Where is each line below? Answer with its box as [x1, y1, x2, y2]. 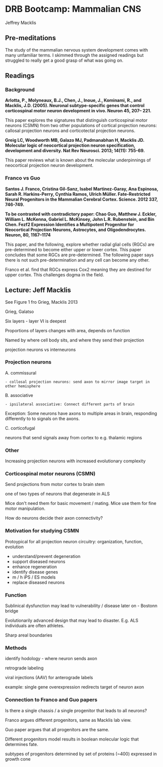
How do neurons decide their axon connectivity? [5, 515, 103, 521]
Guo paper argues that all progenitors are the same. [5, 726, 110, 732]
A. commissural [5, 370, 37, 376]
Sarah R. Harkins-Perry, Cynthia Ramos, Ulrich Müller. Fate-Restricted [5, 191, 151, 197]
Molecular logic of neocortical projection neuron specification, [5, 142, 136, 148]
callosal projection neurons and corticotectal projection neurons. [5, 128, 136, 133]
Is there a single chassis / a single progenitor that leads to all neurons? [5, 708, 147, 714]
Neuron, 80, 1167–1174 [5, 232, 51, 238]
